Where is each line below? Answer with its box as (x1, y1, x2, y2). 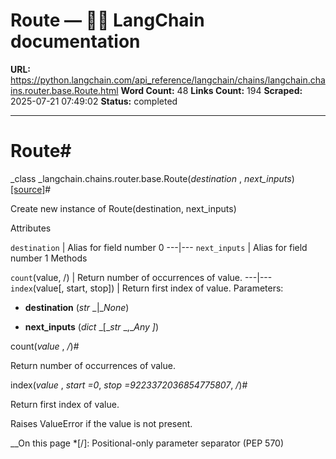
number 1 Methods (10, 252, 88, 264)
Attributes (10, 222, 52, 234)
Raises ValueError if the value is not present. (10, 417, 193, 429)
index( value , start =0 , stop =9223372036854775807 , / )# (10, 379, 248, 391)
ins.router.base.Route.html (10, 84, 119, 96)
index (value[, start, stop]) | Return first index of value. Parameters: (10, 282, 284, 294)
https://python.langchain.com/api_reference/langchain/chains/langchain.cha (10, 74, 326, 86)
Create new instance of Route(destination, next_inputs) (10, 202, 237, 214)
